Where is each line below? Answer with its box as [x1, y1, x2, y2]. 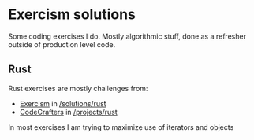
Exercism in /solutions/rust [19, 98, 106, 108]
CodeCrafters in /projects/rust [19, 107, 118, 116]
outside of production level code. [8, 39, 116, 49]
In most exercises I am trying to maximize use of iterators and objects [8, 122, 234, 131]
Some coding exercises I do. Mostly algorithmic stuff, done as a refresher [8, 31, 247, 41]
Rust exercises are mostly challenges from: [8, 83, 148, 93]
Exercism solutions [8, 6, 136, 24]
